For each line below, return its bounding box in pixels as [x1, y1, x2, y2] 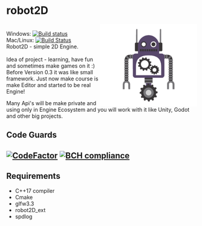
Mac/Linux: [6, 36, 34, 44]
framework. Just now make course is [6, 75, 99, 82]
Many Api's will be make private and [6, 99, 97, 106]
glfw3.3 [15, 200, 34, 207]
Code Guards [6, 130, 57, 140]
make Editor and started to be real [6, 81, 91, 88]
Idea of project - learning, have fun [6, 56, 94, 63]
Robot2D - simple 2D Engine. [6, 43, 79, 50]
